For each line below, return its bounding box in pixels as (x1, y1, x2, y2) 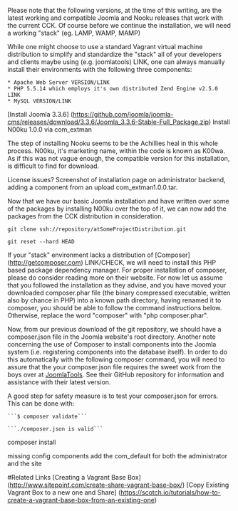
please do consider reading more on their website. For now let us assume (7, 273, 223, 282)
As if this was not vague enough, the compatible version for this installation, (7, 154, 230, 162)
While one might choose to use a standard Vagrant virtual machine (7, 43, 203, 51)
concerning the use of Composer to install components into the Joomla (7, 340, 217, 348)
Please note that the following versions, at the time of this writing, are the (7, 6, 222, 14)
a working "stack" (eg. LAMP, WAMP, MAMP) (7, 28, 141, 37)
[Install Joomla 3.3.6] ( (7, 110, 73, 118)
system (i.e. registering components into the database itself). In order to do (7, 348, 228, 356)
